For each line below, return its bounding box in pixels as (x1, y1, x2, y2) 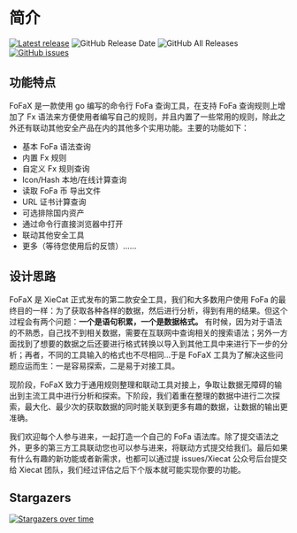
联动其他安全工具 (21, 229, 85, 240)
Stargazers (9, 490, 72, 505)
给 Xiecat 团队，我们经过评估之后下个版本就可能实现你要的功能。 (9, 464, 246, 475)
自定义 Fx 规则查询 (21, 163, 90, 173)
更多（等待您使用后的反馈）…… (21, 240, 137, 251)
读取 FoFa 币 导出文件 (21, 185, 102, 195)
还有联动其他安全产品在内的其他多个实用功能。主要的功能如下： (16, 122, 249, 133)
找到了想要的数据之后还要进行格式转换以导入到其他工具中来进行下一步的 (16, 338, 280, 349)
